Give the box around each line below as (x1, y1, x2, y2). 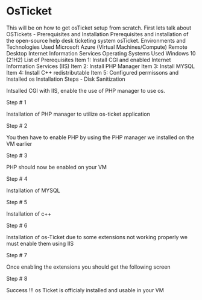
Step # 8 (6, 275, 28, 282)
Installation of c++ (6, 210, 52, 217)
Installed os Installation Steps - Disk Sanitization (6, 75, 125, 83)
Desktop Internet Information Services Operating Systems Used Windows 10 (6, 49, 196, 57)
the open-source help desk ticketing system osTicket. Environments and (6, 37, 186, 44)
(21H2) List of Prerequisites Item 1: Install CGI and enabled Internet (6, 56, 171, 63)
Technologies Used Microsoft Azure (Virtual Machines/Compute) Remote (6, 43, 188, 51)
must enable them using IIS (6, 240, 74, 247)
